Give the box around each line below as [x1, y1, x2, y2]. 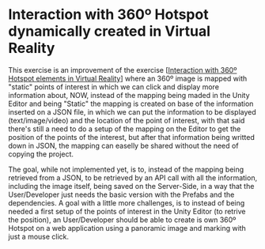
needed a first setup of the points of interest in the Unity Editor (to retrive [8, 206, 247, 216]
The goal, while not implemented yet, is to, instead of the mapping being [8, 164, 244, 174]
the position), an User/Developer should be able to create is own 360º [8, 215, 237, 224]
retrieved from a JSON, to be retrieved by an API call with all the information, [8, 172, 258, 183]
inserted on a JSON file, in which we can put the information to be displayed [8, 107, 257, 116]
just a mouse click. [8, 232, 70, 241]
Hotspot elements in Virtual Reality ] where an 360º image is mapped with [8, 74, 248, 83]
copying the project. [8, 149, 74, 159]
